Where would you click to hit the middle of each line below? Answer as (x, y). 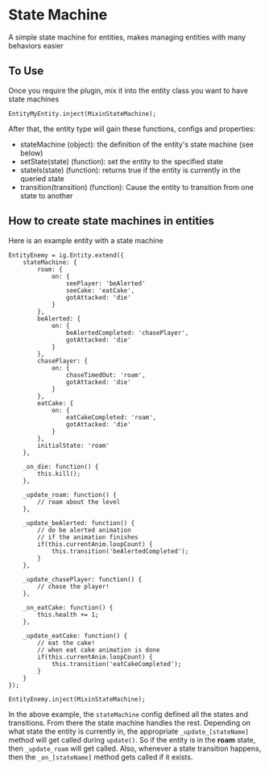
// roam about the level (79, 502)
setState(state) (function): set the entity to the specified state (122, 161)
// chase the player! (74, 586)
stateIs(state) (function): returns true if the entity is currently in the (130, 170)
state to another (46, 196)
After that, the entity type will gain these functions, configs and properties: (132, 128)
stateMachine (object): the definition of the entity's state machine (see (137, 144)
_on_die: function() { (61, 466)
